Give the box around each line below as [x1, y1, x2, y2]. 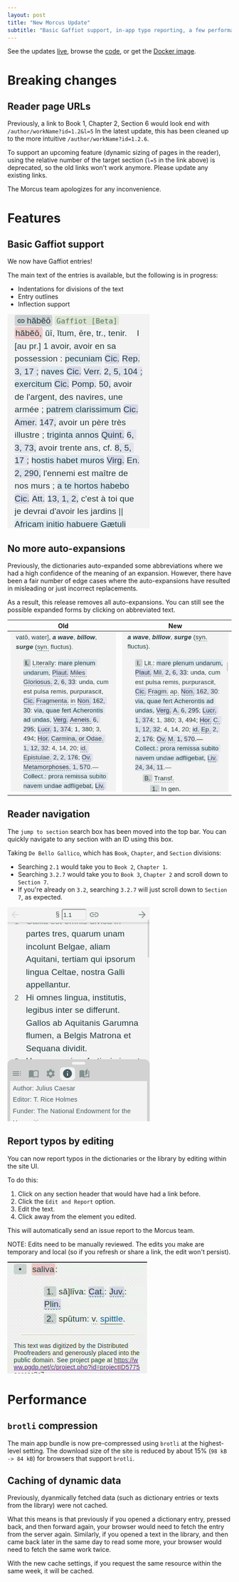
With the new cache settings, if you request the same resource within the [7, 1559, 222, 1568]
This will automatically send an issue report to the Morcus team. [7, 1226, 195, 1234]
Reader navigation [7, 808, 90, 820]
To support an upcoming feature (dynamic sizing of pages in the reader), [7, 148, 221, 157]
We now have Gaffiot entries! [7, 257, 92, 266]
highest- [198, 1439, 224, 1447]
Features [7, 210, 61, 226]
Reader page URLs [7, 100, 91, 112]
